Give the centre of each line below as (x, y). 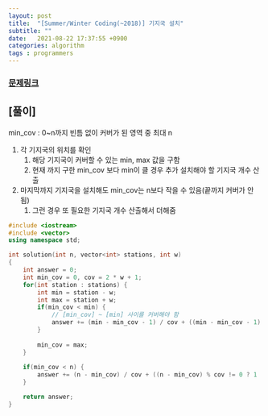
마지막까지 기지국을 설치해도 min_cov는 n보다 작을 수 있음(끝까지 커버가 (132, 189)
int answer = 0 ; (50, 270)
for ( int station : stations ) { (75, 285)
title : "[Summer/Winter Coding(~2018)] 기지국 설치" (96, 23)
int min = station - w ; (77, 292)
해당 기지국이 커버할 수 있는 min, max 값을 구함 (106, 160)
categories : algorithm (46, 46)
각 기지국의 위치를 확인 (56, 149)
